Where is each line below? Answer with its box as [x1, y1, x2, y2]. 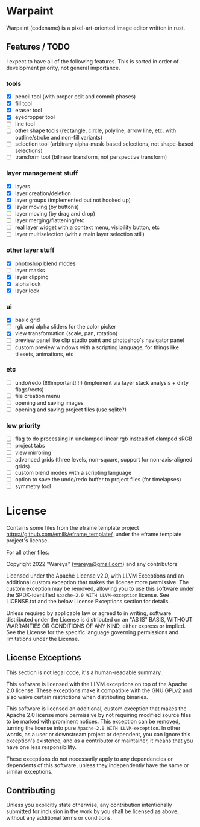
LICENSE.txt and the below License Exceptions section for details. [6, 597, 170, 605]
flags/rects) [14, 385, 44, 393]
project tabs [14, 442, 45, 449]
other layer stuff [6, 246, 55, 254]
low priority [6, 422, 41, 430]
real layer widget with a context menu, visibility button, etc [14, 224, 160, 231]
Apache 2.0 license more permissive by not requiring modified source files [6, 711, 192, 718]
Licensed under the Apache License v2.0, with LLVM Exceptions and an [6, 572, 184, 579]
